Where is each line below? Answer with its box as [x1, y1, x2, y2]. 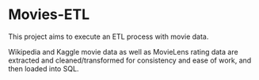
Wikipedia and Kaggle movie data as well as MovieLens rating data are [8, 47, 239, 56]
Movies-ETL [8, 6, 90, 24]
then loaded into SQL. [8, 63, 79, 73]
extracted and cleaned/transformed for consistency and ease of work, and [8, 55, 252, 65]
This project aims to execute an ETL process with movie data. [8, 32, 209, 41]
